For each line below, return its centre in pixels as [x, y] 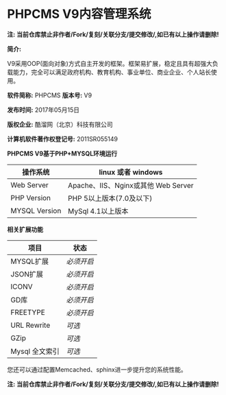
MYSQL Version [36, 211]
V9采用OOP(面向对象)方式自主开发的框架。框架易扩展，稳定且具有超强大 [110, 63]
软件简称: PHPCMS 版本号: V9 [50, 95]
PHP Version [31, 197]
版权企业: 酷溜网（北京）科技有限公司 [60, 124]
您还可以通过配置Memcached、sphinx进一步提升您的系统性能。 [97, 369]
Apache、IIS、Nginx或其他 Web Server [131, 185]
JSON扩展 [27, 274]
